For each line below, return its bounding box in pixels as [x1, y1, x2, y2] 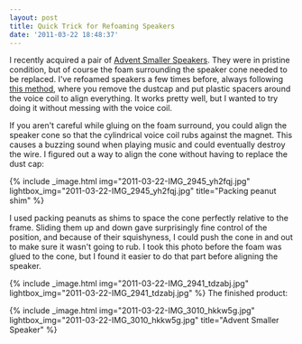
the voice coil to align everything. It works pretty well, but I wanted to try [9, 93, 279, 104]
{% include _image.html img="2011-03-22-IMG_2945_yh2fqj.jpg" [9, 176, 251, 187]
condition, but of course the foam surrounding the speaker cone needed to [9, 64, 288, 75]
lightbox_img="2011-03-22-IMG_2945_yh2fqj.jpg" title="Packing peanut [9, 186, 277, 197]
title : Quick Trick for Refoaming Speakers [9, 22, 176, 31]
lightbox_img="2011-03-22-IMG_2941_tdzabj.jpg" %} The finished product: [9, 288, 288, 299]
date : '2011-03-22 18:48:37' [9, 30, 119, 39]
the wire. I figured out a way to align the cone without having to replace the [9, 149, 288, 160]
